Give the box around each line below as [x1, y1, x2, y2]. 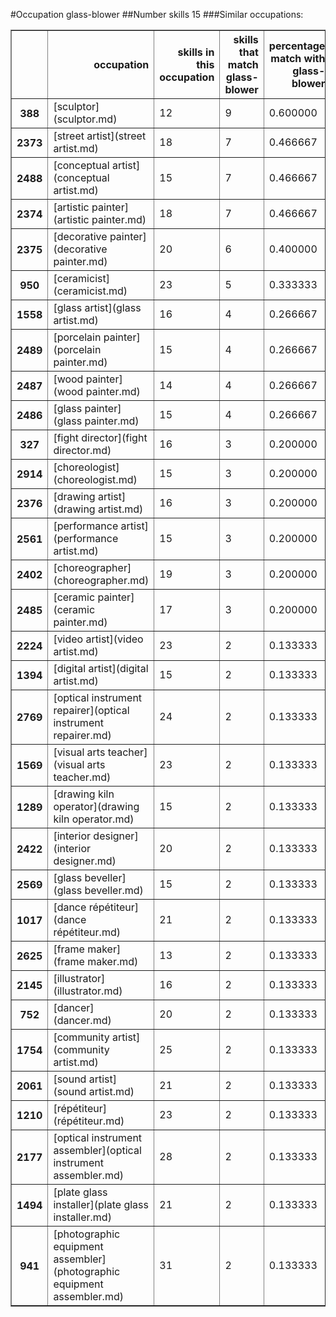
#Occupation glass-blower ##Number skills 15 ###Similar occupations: [10, 9, 304, 20]
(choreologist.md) [53, 473, 138, 486]
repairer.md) [53, 729, 112, 742]
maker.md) [87, 955, 139, 968]
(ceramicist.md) [53, 284, 128, 298]
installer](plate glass [53, 1198, 149, 1211]
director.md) [53, 444, 112, 457]
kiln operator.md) [53, 812, 135, 826]
